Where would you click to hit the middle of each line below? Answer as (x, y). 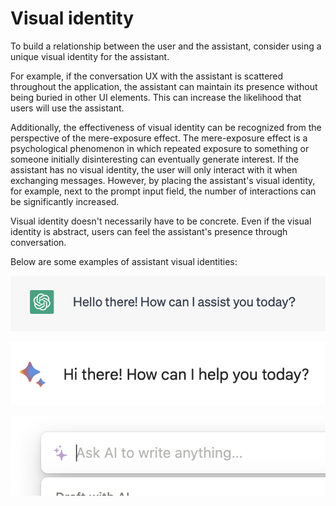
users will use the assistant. (67, 108)
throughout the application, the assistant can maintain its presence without (164, 86)
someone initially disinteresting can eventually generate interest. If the (155, 159)
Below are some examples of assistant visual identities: (124, 261)
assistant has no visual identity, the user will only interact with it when (154, 169)
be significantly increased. (65, 201)
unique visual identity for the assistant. (90, 56)
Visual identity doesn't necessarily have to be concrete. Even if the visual (161, 221)
